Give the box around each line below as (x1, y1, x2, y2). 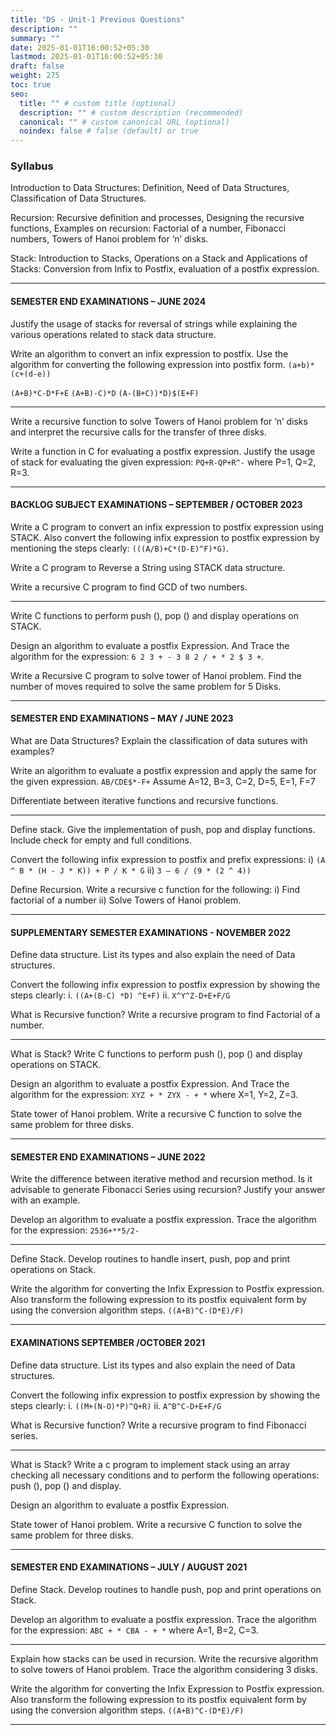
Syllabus (10, 159, 54, 173)
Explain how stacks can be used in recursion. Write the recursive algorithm (10, 1652, 319, 1665)
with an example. (10, 1194, 81, 1206)
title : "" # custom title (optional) (19, 98, 177, 108)
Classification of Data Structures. (10, 192, 147, 205)
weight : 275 (10, 71, 60, 81)
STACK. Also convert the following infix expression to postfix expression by (10, 531, 320, 543)
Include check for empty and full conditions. (10, 834, 192, 846)
